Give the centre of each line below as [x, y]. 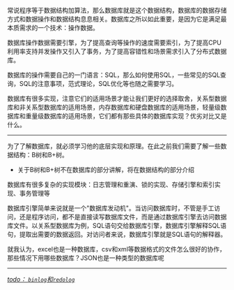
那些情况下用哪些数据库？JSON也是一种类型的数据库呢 [86, 258]
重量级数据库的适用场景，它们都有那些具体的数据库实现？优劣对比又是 [126, 116]
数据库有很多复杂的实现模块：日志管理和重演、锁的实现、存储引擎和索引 [111, 184]
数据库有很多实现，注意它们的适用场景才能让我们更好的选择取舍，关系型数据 [117, 99]
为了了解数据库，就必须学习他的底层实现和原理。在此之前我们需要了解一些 [114, 146]
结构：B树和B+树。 [40, 155]
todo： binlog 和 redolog [41, 279]
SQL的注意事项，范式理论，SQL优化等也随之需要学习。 [99, 84]
